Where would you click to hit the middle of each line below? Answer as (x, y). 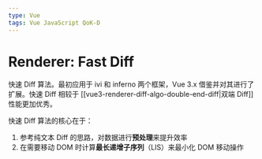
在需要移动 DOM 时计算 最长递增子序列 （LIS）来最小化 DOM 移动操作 (132, 147)
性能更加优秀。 (32, 104)
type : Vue (24, 15)
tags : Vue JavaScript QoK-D (54, 23)
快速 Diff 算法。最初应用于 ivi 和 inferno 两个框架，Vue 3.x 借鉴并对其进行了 (131, 84)
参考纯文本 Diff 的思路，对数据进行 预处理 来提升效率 (103, 138)
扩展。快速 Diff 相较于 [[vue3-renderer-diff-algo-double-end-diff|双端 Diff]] (131, 94)
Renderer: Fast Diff (71, 62)
